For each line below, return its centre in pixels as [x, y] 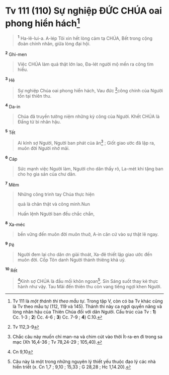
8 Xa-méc [15, 224]
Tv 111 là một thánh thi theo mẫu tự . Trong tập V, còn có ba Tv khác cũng [88, 301]
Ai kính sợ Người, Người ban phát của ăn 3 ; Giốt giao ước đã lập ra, [86, 142]
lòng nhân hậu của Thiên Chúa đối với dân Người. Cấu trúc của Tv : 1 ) [84, 311]
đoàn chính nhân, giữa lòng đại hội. [54, 43]
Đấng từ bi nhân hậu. [39, 121]
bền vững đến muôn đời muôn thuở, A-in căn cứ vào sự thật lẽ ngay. [88, 234]
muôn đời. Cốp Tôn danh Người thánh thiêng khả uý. [71, 260]
